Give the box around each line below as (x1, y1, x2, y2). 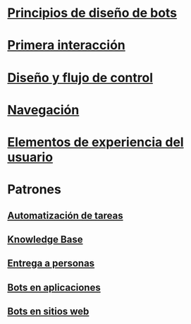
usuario (7, 149, 54, 165)
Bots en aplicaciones (7, 281, 101, 294)
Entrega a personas (7, 258, 95, 270)
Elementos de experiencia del (7, 134, 185, 150)
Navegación (7, 102, 80, 118)
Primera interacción (7, 37, 125, 54)
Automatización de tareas (7, 210, 123, 222)
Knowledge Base (7, 233, 83, 245)
